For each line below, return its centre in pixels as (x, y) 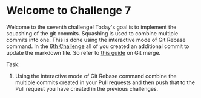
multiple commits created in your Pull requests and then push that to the (105, 82)
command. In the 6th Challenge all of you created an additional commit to (98, 46)
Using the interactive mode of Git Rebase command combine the (96, 76)
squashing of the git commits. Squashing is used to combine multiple (92, 33)
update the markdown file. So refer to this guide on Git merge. (84, 52)
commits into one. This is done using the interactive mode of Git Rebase (96, 40)
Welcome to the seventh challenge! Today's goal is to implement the (91, 27)
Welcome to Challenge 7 (69, 11)
